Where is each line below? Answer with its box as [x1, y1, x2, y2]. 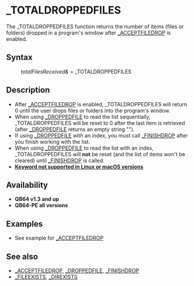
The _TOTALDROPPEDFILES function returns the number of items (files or [6, 23, 184, 30]
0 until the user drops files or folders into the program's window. [14, 107, 170, 114]
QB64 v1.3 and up [14, 196, 59, 203]
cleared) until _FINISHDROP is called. [14, 157, 105, 164]
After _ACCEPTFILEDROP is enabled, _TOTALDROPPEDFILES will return [14, 100, 187, 107]
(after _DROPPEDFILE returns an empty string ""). [14, 126, 135, 133]
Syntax [6, 52, 33, 62]
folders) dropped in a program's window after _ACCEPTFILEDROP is [6, 29, 171, 36]
